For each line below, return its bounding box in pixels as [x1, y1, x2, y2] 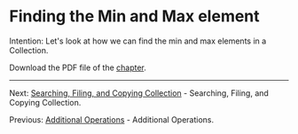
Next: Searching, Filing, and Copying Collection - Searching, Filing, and [9, 87, 269, 99]
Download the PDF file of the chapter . [9, 62, 146, 73]
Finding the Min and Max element [9, 6, 260, 27]
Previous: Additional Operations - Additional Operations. [9, 114, 215, 125]
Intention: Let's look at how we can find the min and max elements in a [9, 35, 267, 46]
